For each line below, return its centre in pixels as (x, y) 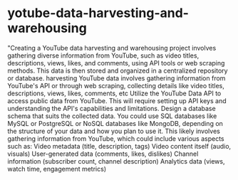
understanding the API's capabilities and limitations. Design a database (112, 108)
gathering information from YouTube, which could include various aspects (116, 138)
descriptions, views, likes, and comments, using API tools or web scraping (116, 63)
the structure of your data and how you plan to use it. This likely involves (114, 131)
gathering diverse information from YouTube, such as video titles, (103, 55)
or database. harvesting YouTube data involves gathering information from (117, 78)
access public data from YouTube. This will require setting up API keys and (117, 100)
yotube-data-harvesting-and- (98, 13)
